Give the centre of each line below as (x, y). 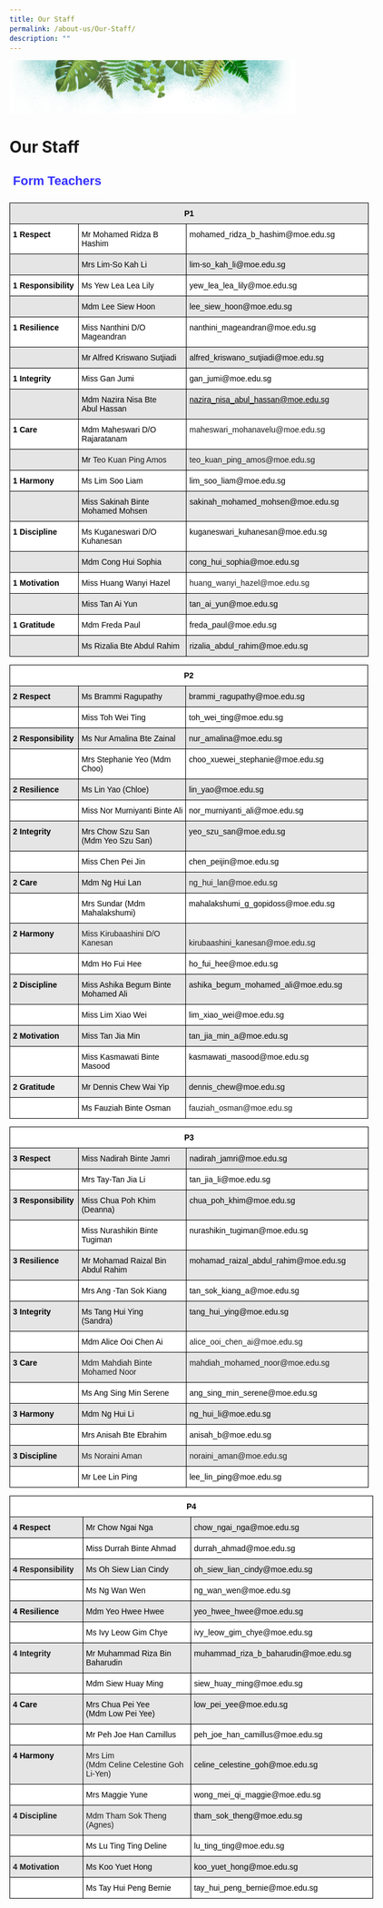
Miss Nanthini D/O (113, 327)
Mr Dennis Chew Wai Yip (125, 1087)
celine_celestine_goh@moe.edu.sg (256, 1765)
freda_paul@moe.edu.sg (233, 625)
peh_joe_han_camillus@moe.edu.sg (258, 1734)
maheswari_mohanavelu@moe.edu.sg (257, 430)
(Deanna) (98, 1209)
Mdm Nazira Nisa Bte (119, 399)
